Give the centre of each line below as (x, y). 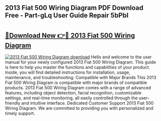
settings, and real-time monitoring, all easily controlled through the (71, 98)
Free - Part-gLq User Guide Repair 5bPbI (67, 16)
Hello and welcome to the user (122, 57)
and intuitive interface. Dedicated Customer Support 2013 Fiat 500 (88, 103)
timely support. (20, 113)
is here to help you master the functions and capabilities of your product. (78, 67)
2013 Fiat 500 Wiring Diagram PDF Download (74, 8)
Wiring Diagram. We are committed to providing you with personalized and (79, 108)
